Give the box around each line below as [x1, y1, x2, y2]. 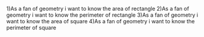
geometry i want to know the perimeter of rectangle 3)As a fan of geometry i [6, 11, 199, 18]
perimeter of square [6, 24, 57, 31]
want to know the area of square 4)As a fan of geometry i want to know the [6, 18, 195, 24]
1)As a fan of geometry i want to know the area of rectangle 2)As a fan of [6, 5, 189, 12]
